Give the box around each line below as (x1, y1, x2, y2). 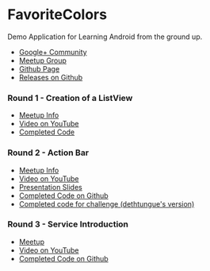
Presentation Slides (18, 182, 82, 192)
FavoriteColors (7, 6, 108, 24)
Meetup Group (18, 56, 67, 65)
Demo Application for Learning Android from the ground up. (7, 32, 203, 41)
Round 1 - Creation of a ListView (7, 92, 133, 103)
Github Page (18, 64, 60, 73)
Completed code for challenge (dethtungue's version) (18, 199, 195, 208)
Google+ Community (18, 47, 88, 56)
